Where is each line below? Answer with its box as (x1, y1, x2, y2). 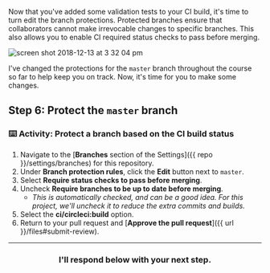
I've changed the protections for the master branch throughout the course (8, 63, 252, 73)
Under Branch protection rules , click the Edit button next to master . (19, 166, 244, 176)
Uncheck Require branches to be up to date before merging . (19, 184, 223, 194)
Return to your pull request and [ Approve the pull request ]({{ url (19, 218, 235, 227)
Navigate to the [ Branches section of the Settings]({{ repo (19, 149, 213, 159)
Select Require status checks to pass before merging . (19, 175, 202, 185)
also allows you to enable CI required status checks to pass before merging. (8, 32, 260, 42)
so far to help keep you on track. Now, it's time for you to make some (8, 72, 237, 81)
